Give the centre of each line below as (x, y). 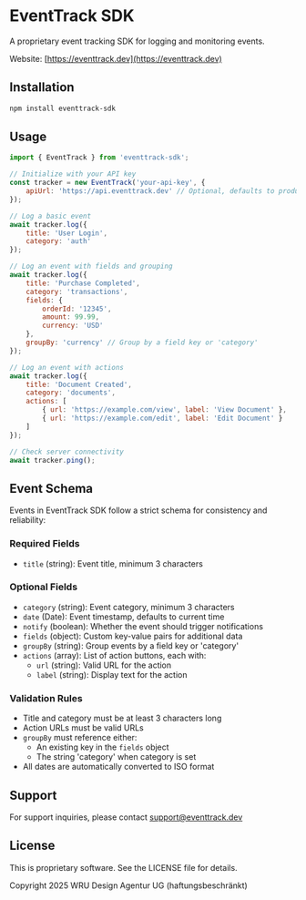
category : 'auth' (59, 241)
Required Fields (45, 544)
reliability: (28, 520)
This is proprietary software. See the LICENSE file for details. (124, 867)
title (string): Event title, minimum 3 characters (112, 563)
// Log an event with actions (67, 367)
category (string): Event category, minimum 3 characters (128, 607)
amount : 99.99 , (71, 317)
